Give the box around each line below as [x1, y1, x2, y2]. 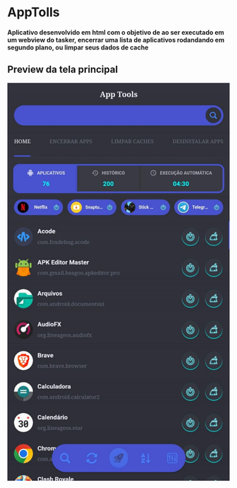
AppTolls [7, 4, 60, 21]
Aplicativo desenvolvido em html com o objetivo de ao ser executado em [7, 28, 224, 36]
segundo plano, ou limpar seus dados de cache [7, 43, 149, 52]
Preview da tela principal [7, 64, 119, 76]
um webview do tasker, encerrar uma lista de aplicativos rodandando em [7, 35, 224, 44]
